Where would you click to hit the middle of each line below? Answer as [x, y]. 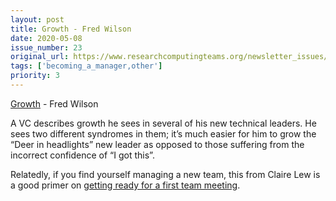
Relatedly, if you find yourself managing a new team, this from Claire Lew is [165, 174]
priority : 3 [35, 76]
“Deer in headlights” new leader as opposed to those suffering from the [157, 144]
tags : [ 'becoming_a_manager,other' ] [86, 66]
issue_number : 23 [46, 47]
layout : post [37, 19]
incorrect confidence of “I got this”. [82, 155]
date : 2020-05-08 [46, 38]
